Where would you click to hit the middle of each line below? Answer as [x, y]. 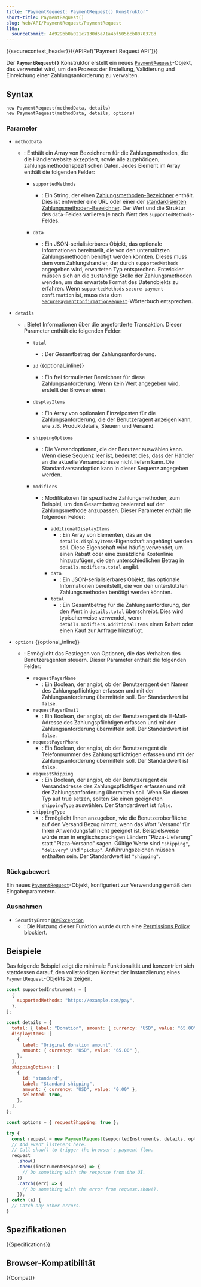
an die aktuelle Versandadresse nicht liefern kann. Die [108, 462]
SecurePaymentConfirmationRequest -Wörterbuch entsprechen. [117, 301]
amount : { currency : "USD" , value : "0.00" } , [80, 1089]
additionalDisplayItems [80, 529]
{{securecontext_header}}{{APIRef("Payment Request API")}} [82, 51]
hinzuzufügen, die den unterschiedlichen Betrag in [122, 560]
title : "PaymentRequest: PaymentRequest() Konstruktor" [77, 12]
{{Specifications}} [28, 1244]
